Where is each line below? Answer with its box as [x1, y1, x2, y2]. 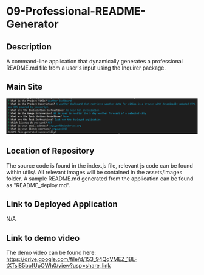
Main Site [6, 82, 42, 92]
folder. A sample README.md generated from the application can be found [6, 175, 194, 182]
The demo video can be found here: [6, 249, 96, 257]
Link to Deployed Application [6, 199, 118, 210]
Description [6, 41, 52, 52]
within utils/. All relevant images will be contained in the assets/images [6, 168, 183, 176]
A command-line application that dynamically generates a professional [6, 58, 183, 65]
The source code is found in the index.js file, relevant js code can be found [6, 162, 193, 169]
